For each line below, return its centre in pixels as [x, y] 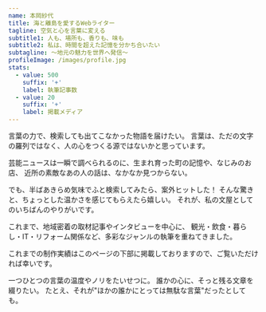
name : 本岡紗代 [31, 16]
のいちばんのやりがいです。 [53, 209]
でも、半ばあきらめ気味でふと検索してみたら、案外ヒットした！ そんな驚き [131, 190]
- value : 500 [37, 75]
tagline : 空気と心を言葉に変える [57, 30]
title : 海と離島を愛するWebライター [62, 23]
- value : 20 [35, 97]
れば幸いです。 [33, 263]
